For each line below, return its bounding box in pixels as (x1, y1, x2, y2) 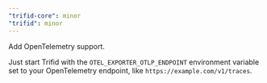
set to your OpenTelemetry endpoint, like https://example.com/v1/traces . (8, 65, 252, 75)
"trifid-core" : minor (8, 11, 81, 20)
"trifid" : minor (8, 19, 63, 27)
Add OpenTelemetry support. (8, 41, 105, 51)
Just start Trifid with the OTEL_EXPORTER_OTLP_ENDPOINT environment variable (8, 57, 260, 67)
